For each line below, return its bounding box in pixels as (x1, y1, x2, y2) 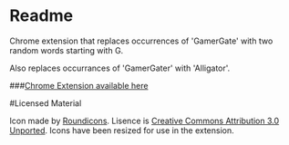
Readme (9, 5, 74, 26)
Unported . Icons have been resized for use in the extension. (9, 124, 234, 136)
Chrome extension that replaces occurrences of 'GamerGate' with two (9, 35, 274, 46)
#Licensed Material (9, 97, 82, 109)
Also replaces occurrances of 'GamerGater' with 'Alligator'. (9, 63, 231, 73)
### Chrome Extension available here (9, 80, 149, 91)
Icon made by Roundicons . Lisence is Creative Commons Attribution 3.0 (9, 115, 280, 126)
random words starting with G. (9, 44, 124, 55)
